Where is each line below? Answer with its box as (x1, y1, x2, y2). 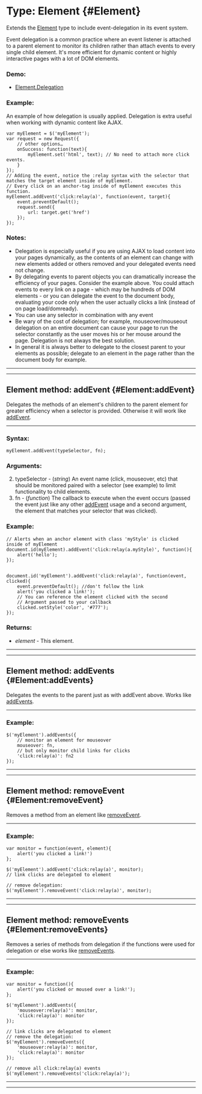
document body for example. (14, 356, 87, 363)
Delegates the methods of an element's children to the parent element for (6, 401, 188, 408)
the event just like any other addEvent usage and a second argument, (14, 501, 187, 508)
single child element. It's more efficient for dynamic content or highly (6, 48, 177, 55)
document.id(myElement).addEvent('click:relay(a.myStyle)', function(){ (6, 546, 192, 553)
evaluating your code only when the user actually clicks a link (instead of (14, 298, 195, 306)
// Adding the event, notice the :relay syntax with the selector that (6, 173, 189, 179)
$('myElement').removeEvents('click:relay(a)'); (6, 1071, 130, 1077)
